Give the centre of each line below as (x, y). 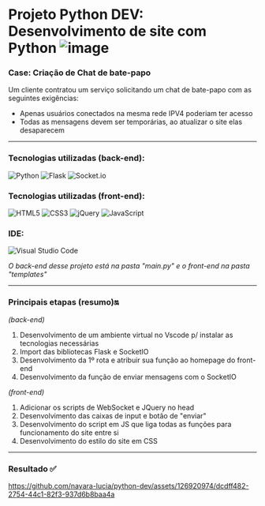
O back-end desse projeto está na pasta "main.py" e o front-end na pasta (129, 266)
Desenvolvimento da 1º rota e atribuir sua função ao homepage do (127, 360)
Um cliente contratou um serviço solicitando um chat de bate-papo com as (130, 90)
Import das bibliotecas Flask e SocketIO (84, 351)
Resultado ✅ (32, 469)
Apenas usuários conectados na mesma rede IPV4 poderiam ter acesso (136, 114)
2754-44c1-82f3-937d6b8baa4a (62, 494)
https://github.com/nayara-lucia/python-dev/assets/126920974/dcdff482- (129, 485)
